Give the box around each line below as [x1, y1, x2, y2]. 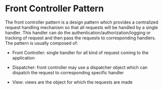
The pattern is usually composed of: [5, 40, 79, 46]
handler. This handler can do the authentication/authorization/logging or [5, 30, 151, 35]
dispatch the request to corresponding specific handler [12, 69, 124, 75]
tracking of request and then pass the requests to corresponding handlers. [5, 35, 156, 41]
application [12, 55, 35, 60]
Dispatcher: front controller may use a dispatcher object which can [12, 64, 148, 70]
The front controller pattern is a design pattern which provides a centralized [5, 19, 159, 25]
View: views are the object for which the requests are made [12, 79, 133, 85]
